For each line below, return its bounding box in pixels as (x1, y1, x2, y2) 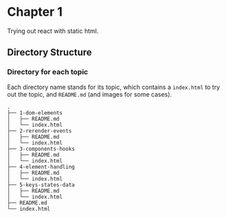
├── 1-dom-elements (7, 109, 63, 117)
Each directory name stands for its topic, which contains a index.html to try (7, 83, 221, 91)
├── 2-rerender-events (7, 128, 72, 134)
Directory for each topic (7, 67, 88, 77)
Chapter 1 (7, 4, 63, 20)
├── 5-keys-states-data (7, 181, 75, 189)
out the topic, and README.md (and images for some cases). (7, 90, 172, 98)
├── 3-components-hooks (7, 145, 75, 152)
